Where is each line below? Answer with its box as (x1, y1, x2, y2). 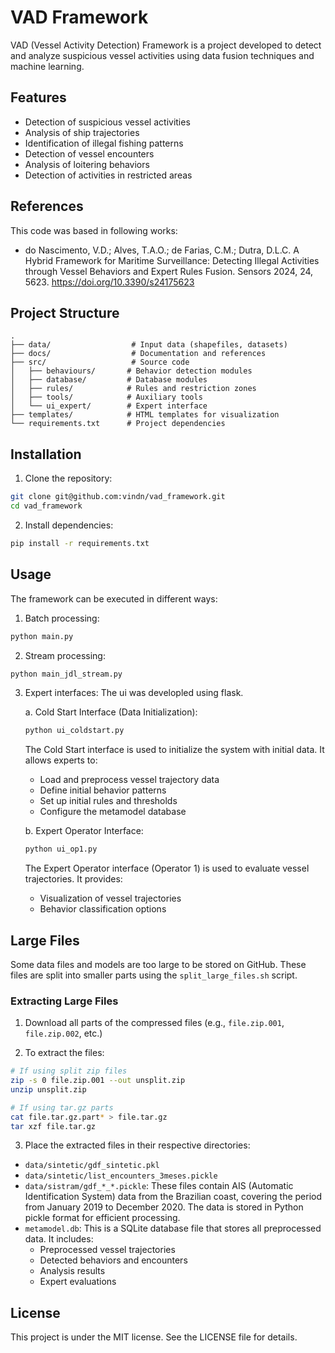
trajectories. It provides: (24, 873, 123, 885)
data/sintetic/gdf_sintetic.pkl (24, 1161, 160, 1171)
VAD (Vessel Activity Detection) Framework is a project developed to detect (10, 39, 322, 51)
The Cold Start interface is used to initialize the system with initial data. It (24, 744, 325, 756)
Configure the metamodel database (39, 806, 187, 818)
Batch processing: (24, 612, 100, 624)
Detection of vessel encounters (24, 147, 155, 160)
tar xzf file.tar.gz (10, 1121, 97, 1131)
